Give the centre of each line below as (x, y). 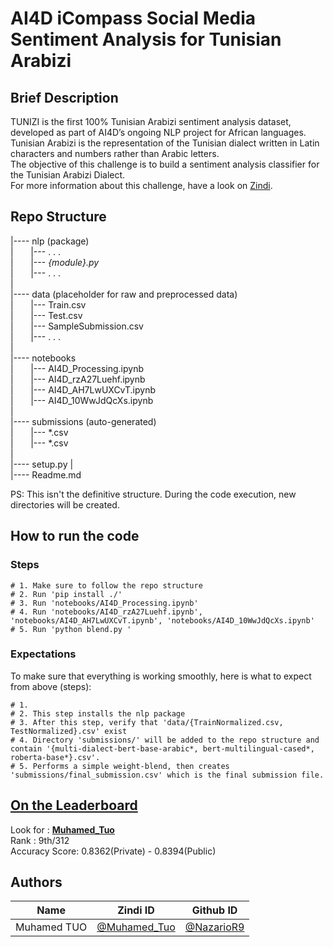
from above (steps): (51, 686)
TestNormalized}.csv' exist (69, 731)
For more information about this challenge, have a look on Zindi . (141, 185)
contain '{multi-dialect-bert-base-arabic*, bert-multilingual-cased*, (162, 748)
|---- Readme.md (46, 474)
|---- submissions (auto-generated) (83, 421)
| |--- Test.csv (46, 315)
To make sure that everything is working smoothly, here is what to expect (161, 676)
